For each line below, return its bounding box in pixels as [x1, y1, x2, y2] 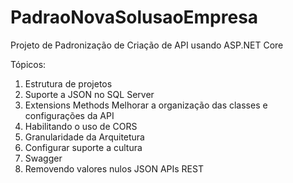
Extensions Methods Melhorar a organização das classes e [24, 99, 268, 111]
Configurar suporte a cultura [24, 141, 143, 153]
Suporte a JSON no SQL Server [24, 88, 155, 100]
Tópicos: [10, 58, 47, 70]
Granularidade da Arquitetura [24, 131, 145, 143]
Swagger [24, 152, 63, 164]
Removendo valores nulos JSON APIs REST [24, 162, 204, 175]
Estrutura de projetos [24, 77, 113, 90]
